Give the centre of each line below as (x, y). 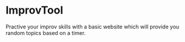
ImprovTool (35, 10)
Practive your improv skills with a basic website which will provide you (92, 27)
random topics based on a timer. (46, 33)
